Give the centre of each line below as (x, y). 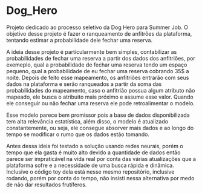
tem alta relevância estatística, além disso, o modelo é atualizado (87, 121)
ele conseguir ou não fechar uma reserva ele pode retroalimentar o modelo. (101, 103)
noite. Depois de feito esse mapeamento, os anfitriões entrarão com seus (98, 77)
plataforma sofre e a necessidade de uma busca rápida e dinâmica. (90, 165)
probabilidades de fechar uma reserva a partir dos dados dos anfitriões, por (101, 58)
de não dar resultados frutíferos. (47, 185)
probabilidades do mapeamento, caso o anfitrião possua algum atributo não (101, 90)
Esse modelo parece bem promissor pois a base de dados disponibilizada (98, 115)
